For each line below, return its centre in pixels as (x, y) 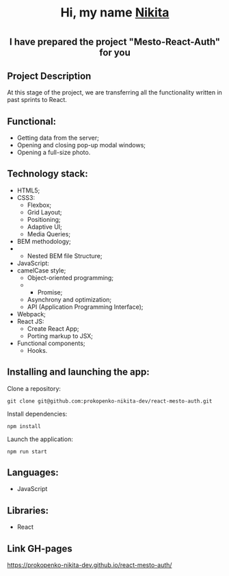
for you (115, 53)
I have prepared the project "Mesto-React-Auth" (115, 42)
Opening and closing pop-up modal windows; (81, 145)
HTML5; (28, 190)
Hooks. (37, 350)
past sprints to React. (37, 100)
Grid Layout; (44, 212)
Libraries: (28, 511)
